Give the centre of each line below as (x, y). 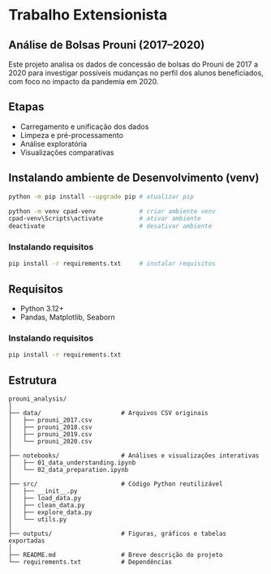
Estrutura (33, 380)
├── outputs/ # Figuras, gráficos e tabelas (118, 534)
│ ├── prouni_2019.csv (50, 435)
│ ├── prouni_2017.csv (50, 420)
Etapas (26, 107)
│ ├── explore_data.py (50, 512)
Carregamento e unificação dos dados (84, 126)
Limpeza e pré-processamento (72, 135)
